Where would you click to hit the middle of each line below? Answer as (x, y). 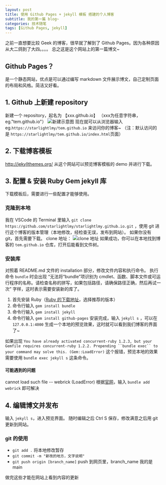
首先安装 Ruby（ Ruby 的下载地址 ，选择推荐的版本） (65, 299)
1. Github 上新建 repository (46, 102)
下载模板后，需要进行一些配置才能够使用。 (48, 194)
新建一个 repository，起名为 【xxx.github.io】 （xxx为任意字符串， (73, 115)
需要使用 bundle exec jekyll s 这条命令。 (48, 358)
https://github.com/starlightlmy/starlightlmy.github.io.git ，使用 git (80, 226)
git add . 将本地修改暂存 (38, 450)
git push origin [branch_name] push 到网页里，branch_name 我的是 (83, 462)
